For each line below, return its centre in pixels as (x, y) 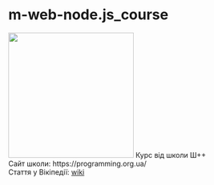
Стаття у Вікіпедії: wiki (46, 172)
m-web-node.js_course (89, 15)
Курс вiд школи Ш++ (171, 155)
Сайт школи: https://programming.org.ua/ (77, 163)
